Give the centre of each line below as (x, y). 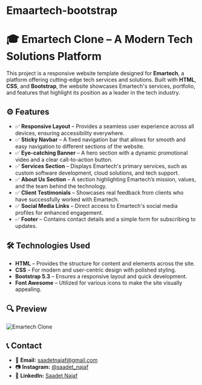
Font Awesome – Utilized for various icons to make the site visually (99, 283)
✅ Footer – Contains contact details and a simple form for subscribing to (105, 219)
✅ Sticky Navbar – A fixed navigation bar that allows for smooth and (100, 139)
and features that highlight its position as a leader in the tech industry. (93, 93)
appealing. (28, 289)
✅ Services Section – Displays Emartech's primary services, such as (101, 166)
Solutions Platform (54, 57)
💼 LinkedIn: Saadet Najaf (46, 376)
